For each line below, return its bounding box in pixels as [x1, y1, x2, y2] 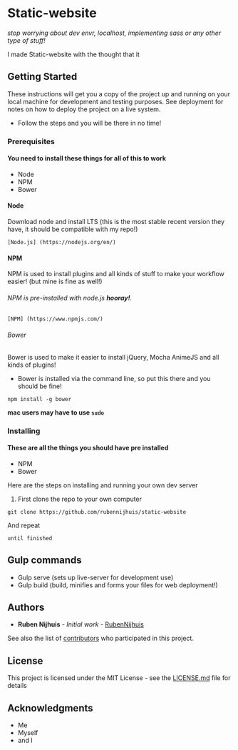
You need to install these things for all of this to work [7, 154, 166, 163]
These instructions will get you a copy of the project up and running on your [7, 89, 230, 98]
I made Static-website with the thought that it [7, 50, 140, 59]
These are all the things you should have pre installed [7, 444, 169, 452]
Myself [17, 729, 38, 737]
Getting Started [7, 71, 78, 83]
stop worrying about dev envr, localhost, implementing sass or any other [7, 29, 222, 37]
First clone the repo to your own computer [17, 495, 143, 503]
